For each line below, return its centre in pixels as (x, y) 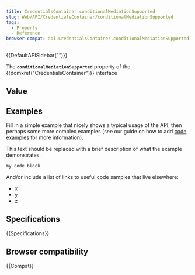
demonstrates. (23, 155)
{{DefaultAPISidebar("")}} (37, 55)
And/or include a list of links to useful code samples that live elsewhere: (93, 177)
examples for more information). (45, 137)
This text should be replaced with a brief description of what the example (94, 149)
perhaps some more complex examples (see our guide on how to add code (96, 132)
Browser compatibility (47, 252)
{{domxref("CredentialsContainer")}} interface (62, 73)
